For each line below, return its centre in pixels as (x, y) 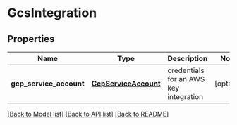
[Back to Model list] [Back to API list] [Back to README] (88, 114)
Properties (31, 39)
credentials (186, 70)
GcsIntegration (52, 13)
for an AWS (186, 79)
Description (188, 59)
